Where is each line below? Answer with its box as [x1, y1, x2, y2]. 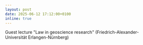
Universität [5, 34, 27, 40]
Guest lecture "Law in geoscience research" [5, 30, 95, 35]
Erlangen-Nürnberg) [27, 34, 69, 40]
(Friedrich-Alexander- [95, 30, 139, 35]
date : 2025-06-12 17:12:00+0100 [5, 12, 71, 16]
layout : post [5, 7, 32, 12]
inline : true [5, 16, 32, 21]
